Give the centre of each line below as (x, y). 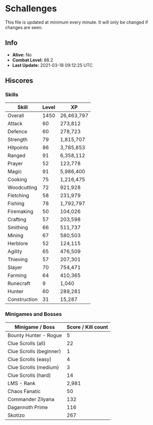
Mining (15, 236)
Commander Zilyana (31, 399)
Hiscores (19, 81)
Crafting (17, 219)
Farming (17, 275)
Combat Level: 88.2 (32, 60)
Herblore (18, 243)
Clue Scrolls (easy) (30, 359)
